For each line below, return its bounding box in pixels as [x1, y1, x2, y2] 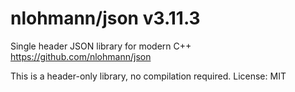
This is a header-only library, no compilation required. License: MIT [10, 70, 287, 82]
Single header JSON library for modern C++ [10, 40, 192, 52]
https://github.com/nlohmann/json [10, 50, 152, 62]
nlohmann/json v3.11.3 [10, 7, 201, 30]
